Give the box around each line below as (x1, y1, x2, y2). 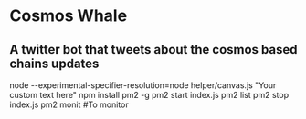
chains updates (9, 55, 100, 71)
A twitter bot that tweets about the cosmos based (9, 42, 298, 57)
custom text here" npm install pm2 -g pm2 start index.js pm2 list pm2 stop (9, 90, 290, 100)
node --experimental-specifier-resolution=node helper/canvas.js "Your (9, 80, 277, 91)
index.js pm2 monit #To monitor (9, 99, 130, 110)
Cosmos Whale (9, 5, 128, 26)
